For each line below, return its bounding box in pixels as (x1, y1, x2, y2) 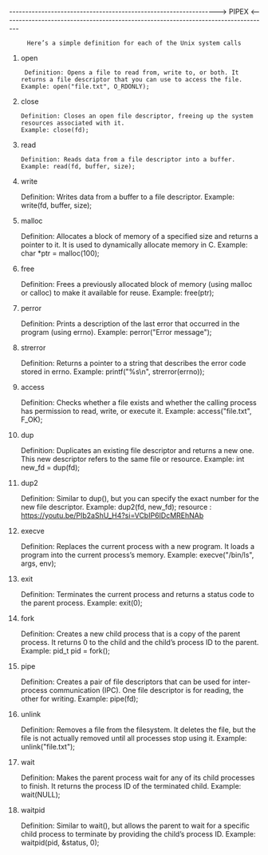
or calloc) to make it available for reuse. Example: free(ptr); (20, 288, 215, 297)
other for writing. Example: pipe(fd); (20, 694, 139, 703)
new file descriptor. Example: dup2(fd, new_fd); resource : (20, 503, 212, 511)
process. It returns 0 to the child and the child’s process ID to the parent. (20, 638, 259, 646)
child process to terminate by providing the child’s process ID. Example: (20, 829, 256, 838)
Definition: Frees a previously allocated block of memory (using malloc (20, 280, 253, 288)
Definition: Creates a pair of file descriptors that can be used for (20, 677, 231, 686)
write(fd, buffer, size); (20, 201, 93, 210)
